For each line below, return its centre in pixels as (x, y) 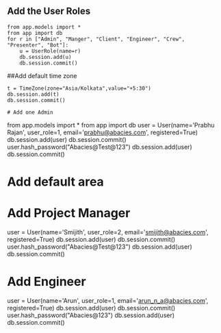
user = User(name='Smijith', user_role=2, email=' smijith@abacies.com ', (108, 232)
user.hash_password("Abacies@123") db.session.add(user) (91, 315)
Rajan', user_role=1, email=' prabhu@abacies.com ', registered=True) (103, 132)
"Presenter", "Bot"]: (38, 45)
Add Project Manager (69, 213)
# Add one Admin (30, 112)
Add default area (55, 182)
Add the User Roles (49, 11)
